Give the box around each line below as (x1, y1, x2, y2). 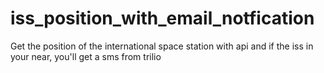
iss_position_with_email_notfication (10, 7, 315, 30)
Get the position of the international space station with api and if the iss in (10, 40, 314, 52)
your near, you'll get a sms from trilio (10, 50, 162, 62)
